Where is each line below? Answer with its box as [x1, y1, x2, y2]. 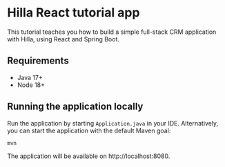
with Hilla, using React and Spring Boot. [7, 35, 119, 43]
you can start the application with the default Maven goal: [7, 126, 171, 135]
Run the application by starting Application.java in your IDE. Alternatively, [7, 119, 219, 127]
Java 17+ [17, 73, 43, 81]
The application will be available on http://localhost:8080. [7, 152, 170, 160]
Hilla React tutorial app [7, 5, 140, 21]
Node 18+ [17, 81, 46, 89]
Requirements [7, 55, 69, 67]
